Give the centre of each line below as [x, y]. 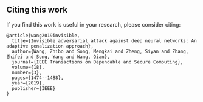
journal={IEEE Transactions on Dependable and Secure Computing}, [98, 62]
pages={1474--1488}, [38, 78]
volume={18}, [28, 67]
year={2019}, [28, 83]
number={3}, [27, 72]
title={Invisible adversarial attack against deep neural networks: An [105, 41]
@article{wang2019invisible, [43, 36]
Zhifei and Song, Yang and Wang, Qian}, [58, 57]
